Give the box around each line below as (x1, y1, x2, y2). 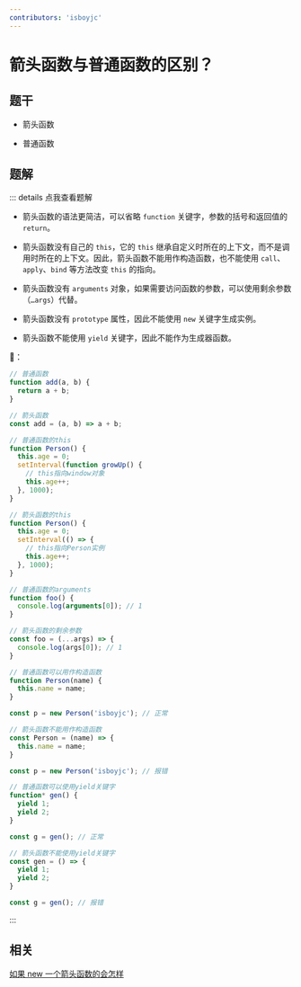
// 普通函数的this (9, 435, 72, 445)
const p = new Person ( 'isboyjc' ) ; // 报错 (9, 766, 168, 776)
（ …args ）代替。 (22, 294, 83, 306)
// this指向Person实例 (25, 544, 105, 553)
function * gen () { (9, 791, 78, 800)
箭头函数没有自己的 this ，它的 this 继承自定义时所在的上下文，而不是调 (22, 242, 290, 253)
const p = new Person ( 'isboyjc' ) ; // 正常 (9, 709, 168, 718)
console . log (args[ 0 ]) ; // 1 (17, 643, 123, 652)
